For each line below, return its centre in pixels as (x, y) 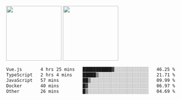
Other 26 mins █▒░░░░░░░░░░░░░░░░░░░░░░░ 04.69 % (91, 91)
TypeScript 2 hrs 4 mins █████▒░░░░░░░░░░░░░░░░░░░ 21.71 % (91, 75)
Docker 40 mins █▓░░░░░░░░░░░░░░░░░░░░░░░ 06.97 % (91, 86)
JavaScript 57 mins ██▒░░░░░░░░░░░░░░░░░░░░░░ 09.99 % (91, 80)
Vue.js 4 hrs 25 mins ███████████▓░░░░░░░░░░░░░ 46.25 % (91, 70)
